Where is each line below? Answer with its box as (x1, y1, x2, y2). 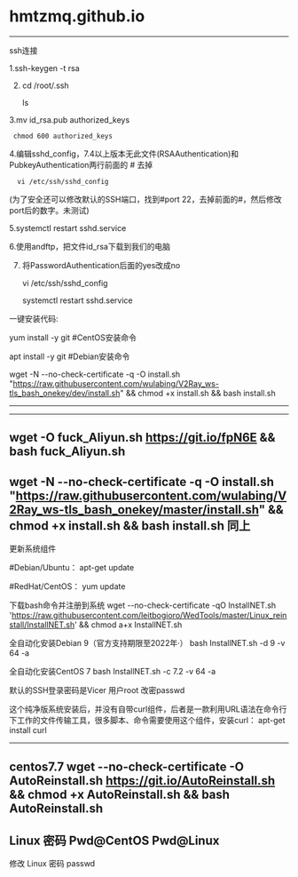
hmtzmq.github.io (9, 6, 145, 27)
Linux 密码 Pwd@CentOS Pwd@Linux (9, 833, 220, 848)
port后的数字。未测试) (9, 204, 90, 215)
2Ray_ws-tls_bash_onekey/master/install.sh (9, 502, 259, 517)
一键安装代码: (9, 313, 59, 323)
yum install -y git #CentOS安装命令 (9, 331, 137, 343)
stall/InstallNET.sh (9, 619, 75, 630)
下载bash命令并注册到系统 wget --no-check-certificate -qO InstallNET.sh (9, 600, 277, 610)
